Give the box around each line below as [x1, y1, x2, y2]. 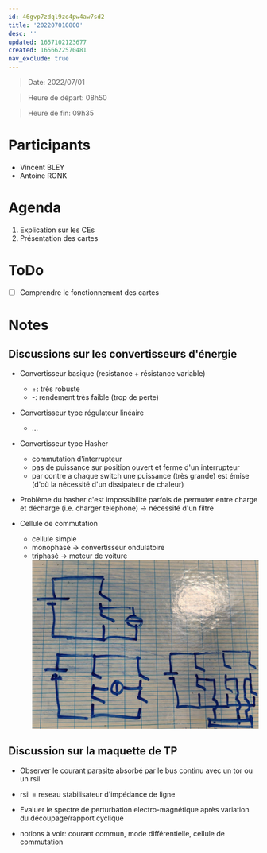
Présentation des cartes [19, 233, 99, 242]
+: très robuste [31, 384, 81, 394]
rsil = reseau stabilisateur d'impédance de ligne [19, 789, 176, 799]
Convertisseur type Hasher [19, 438, 109, 448]
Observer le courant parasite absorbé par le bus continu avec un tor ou [19, 766, 253, 775]
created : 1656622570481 [8, 46, 87, 55]
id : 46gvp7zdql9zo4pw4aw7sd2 [8, 13, 105, 21]
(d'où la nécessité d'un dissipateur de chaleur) [31, 479, 184, 489]
